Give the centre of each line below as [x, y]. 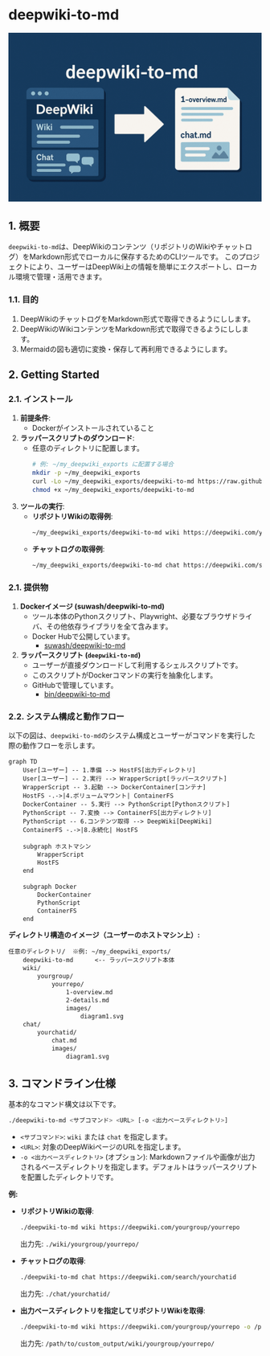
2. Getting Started [54, 375]
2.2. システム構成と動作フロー [66, 716]
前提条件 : [35, 418]
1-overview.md [89, 993]
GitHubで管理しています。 [75, 685]
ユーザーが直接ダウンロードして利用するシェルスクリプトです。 [137, 665]
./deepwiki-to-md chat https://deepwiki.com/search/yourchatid [128, 1277]
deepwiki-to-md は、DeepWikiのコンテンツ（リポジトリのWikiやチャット [127, 247]
